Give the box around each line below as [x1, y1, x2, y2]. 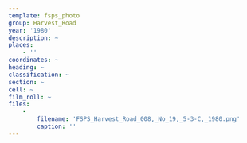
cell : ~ [8, 85, 34, 94]
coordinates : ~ [8, 56, 59, 64]
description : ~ [8, 33, 59, 42]
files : [8, 100, 30, 108]
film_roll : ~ [8, 93, 52, 101]
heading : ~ [8, 64, 45, 71]
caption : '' [37, 122, 77, 130]
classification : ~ [8, 71, 69, 79]
